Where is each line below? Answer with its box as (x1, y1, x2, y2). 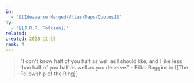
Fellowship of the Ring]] (19, 70, 78, 77)
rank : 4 (5, 42, 25, 48)
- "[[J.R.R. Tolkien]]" (11, 25, 69, 31)
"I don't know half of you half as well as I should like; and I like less (19, 57, 182, 65)
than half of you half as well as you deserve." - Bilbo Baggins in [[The (19, 64, 188, 71)
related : (5, 31, 27, 36)
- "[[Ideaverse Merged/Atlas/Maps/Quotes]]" (11, 14, 122, 20)
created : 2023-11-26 (5, 36, 57, 42)
